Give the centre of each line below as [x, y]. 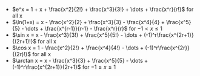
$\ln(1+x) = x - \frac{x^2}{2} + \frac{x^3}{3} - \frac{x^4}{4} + [88, 22]
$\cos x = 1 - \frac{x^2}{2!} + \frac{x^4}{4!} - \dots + [78, 48]
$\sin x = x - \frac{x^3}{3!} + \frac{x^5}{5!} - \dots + [77, 35]
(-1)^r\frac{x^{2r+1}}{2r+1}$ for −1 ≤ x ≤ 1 [64, 67]
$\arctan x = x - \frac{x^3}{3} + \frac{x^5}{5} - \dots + [80, 61]
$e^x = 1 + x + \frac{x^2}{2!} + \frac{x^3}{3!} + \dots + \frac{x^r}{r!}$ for [103, 9]
